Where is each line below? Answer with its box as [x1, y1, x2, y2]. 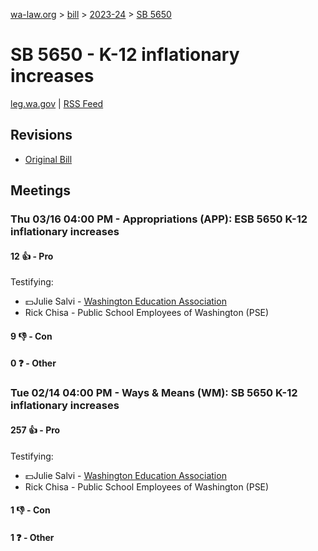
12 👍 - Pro [10, 250, 54, 262]
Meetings [10, 182, 72, 199]
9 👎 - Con [10, 330, 53, 342]
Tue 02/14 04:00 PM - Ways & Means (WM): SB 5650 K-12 [10, 386, 298, 400]
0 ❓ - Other [10, 357, 57, 369]
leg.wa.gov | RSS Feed [10, 97, 104, 109]
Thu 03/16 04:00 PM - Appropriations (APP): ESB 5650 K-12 [10, 212, 308, 226]
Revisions [10, 127, 73, 144]
